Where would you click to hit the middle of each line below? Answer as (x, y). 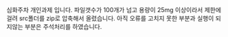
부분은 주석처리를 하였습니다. (63, 27)
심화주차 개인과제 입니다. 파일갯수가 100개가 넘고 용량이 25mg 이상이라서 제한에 (114, 10)
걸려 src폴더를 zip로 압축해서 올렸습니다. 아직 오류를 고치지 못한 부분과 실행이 (110, 18)
